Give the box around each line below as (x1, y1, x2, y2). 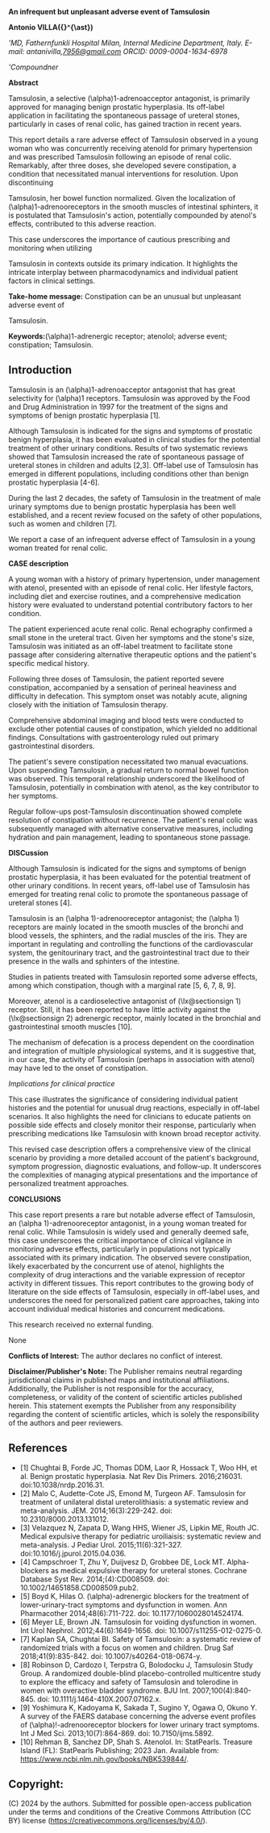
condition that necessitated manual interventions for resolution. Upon (8, 169, 239, 178)
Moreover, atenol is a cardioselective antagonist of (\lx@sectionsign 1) (8, 996, 242, 1006)
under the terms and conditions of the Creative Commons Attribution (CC (8, 1807, 251, 1817)
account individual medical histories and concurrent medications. (8, 1304, 226, 1314)
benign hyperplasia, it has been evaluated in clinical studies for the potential (8, 435, 260, 444)
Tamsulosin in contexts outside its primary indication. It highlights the (8, 259, 239, 269)
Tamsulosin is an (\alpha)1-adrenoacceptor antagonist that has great (8, 385, 236, 394)
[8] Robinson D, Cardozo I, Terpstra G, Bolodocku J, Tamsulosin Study (19, 1660, 254, 1669)
